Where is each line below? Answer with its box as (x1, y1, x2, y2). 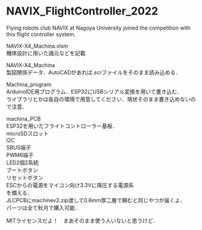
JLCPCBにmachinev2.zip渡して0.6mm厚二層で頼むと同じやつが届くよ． (6, 196, 186, 203)
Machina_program (6, 80, 52, 88)
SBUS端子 (6, 144, 31, 151)
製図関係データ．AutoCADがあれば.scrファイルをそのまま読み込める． (6, 68, 181, 76)
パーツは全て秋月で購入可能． (6, 204, 80, 211)
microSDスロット (6, 130, 49, 137)
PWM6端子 (6, 151, 34, 158)
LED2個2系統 (6, 159, 39, 166)
